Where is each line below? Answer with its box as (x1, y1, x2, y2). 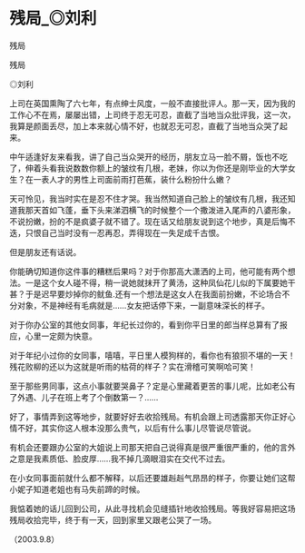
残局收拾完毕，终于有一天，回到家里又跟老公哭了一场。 (9, 514, 216, 525)
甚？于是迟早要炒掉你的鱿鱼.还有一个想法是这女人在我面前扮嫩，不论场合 (9, 288, 283, 300)
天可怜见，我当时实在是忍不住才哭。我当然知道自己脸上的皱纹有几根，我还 (9, 193, 288, 204)
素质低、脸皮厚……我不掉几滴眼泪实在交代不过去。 (40, 453, 231, 464)
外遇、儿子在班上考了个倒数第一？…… (16, 391, 159, 402)
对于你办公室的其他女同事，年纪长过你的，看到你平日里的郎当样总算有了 (9, 319, 280, 330)
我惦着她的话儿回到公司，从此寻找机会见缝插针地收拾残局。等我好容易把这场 (9, 503, 296, 514)
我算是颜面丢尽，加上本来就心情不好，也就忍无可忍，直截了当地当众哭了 (9, 120, 280, 132)
